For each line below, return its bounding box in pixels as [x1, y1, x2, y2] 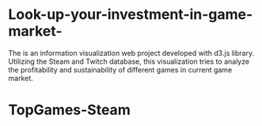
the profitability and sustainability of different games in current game [8, 65, 233, 74]
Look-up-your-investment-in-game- [8, 6, 253, 24]
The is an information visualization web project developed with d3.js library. [8, 48, 255, 57]
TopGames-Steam [8, 101, 131, 119]
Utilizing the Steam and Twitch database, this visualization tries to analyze [8, 57, 250, 66]
